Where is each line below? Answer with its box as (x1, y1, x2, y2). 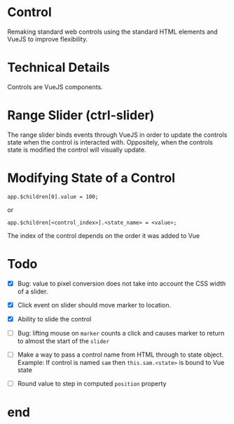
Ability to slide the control (17, 314, 92, 323)
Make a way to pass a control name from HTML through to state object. (17, 350, 224, 359)
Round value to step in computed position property (17, 380, 167, 387)
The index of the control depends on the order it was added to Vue (7, 231, 200, 239)
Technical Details (7, 60, 110, 76)
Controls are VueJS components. (7, 82, 103, 91)
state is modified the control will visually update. (7, 145, 146, 154)
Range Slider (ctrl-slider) (7, 107, 155, 124)
